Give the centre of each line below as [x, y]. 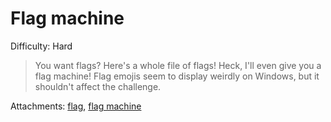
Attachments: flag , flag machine [76, 106]
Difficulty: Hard [41, 46]
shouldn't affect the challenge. [98, 86]
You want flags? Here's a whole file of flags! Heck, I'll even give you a [178, 65]
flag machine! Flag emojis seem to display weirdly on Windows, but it [177, 76]
